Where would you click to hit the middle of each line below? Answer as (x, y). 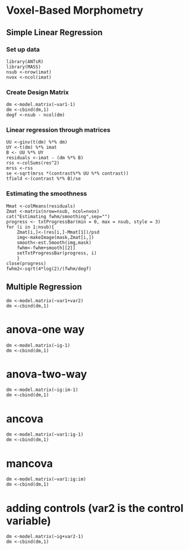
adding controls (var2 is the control (95, 508)
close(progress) (26, 263)
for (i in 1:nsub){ (30, 227)
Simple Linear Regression (54, 32)
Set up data (23, 49)
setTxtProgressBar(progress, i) (57, 253)
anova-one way (45, 329)
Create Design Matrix (38, 92)
